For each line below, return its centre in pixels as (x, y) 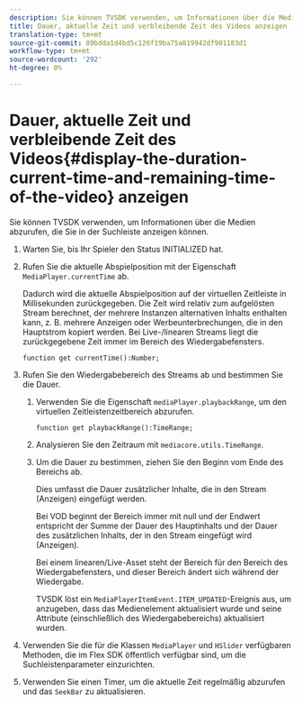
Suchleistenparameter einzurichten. (89, 664)
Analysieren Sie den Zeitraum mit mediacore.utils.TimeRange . (150, 444)
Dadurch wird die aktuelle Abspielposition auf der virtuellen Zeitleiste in (154, 293)
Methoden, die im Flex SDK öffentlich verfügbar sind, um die (134, 654)
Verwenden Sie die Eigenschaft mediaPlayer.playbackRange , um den (161, 401)
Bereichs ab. (59, 471)
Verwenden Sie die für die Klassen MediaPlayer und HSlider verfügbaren (157, 645)
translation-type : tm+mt (56, 34)
